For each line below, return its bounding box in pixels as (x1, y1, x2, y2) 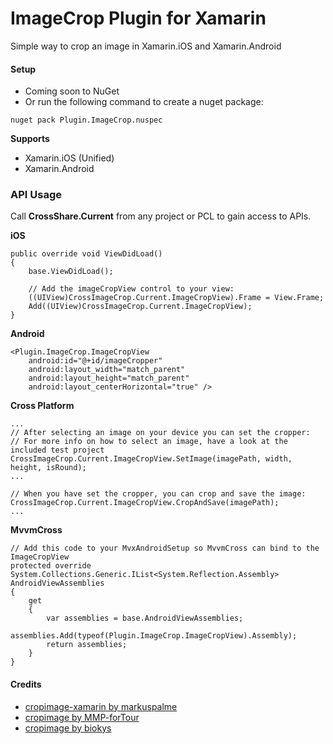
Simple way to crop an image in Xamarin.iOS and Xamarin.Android (10, 40, 282, 52)
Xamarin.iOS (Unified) (24, 152, 115, 164)
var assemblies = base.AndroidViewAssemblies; (46, 613, 244, 624)
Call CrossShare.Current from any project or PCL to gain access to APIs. (10, 210, 312, 222)
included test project (10, 445, 105, 456)
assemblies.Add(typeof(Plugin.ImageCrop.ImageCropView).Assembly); (10, 631, 298, 641)
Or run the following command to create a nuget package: (24, 96, 264, 108)
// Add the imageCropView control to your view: (28, 284, 235, 294)
